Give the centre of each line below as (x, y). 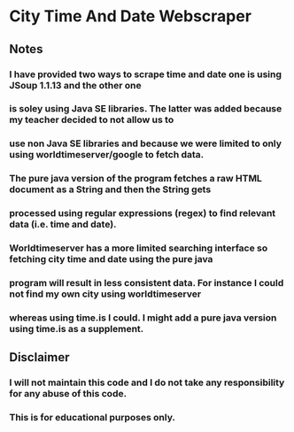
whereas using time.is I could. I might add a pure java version (143, 318)
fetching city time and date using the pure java (111, 259)
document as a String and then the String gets (110, 189)
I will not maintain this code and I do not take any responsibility (147, 382)
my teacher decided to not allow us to (92, 120)
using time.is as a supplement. (77, 328)
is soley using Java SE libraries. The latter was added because (146, 109)
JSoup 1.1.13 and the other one (75, 85)
